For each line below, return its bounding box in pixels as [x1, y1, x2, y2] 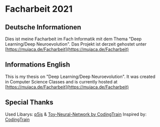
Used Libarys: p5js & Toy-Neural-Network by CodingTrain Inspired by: [5, 111, 147, 117]
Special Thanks [5, 98, 53, 106]
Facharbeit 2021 [5, 3, 73, 15]
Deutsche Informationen [5, 23, 81, 31]
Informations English [5, 60, 70, 69]
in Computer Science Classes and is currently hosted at [5, 78, 118, 84]
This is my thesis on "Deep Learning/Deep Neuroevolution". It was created [5, 74, 156, 79]
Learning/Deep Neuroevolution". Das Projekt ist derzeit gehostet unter [5, 41, 147, 47]
